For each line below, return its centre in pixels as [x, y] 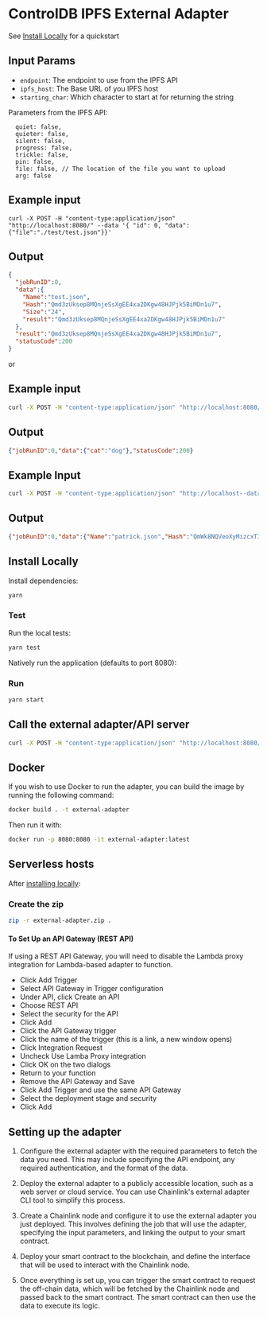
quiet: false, [39, 127]
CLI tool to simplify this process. [72, 1200]
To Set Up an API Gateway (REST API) [71, 939]
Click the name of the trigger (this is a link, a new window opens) [126, 1040]
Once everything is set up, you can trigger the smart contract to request [137, 1281]
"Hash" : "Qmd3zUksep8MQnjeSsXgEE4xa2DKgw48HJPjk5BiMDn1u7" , [122, 304]
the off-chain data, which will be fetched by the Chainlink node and [130, 1289]
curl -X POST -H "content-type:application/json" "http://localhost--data [135, 494]
